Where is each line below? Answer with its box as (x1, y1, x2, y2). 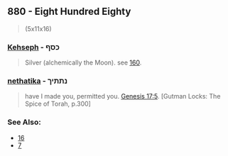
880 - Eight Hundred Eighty (7, 6, 131, 18)
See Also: (7, 117, 41, 127)
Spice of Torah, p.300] (24, 99, 91, 108)
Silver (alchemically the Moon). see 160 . (24, 58, 142, 67)
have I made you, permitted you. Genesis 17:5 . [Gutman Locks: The (24, 92, 221, 101)
